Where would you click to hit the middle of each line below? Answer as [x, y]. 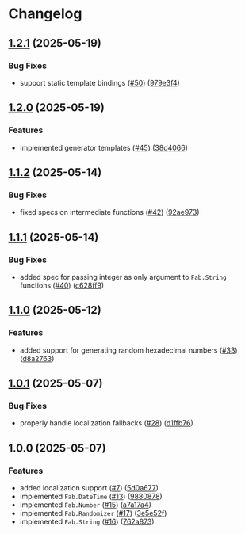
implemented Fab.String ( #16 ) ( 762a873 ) [87, 521]
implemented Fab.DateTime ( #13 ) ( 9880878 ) [91, 496]
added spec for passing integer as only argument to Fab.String [123, 277]
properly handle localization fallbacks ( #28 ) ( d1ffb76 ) [107, 423]
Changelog [45, 14]
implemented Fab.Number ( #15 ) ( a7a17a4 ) [86, 505]
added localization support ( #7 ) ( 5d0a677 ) [89, 488]
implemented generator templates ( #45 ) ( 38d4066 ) [104, 147]
